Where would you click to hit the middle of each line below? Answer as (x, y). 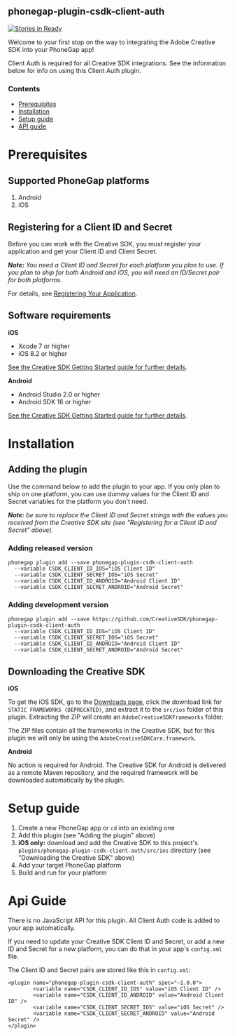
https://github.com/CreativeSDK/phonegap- (155, 619)
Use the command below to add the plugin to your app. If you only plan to (114, 486)
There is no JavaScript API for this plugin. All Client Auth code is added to (114, 921)
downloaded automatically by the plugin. (66, 780)
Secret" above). (31, 530)
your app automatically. (42, 928)
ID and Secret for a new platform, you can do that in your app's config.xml (115, 949)
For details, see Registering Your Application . (73, 293)
